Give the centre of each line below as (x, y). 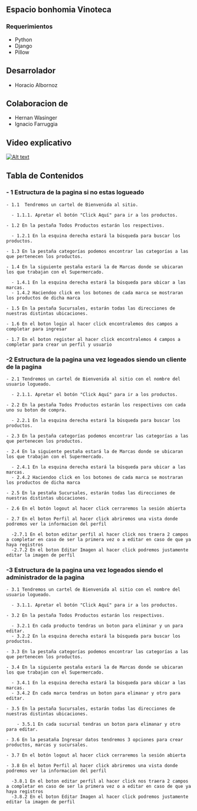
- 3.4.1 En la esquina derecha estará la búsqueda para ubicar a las (98, 683)
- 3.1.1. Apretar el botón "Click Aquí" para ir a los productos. (95, 605)
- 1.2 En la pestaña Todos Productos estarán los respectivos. (86, 225)
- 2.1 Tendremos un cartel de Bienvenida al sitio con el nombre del (93, 379)
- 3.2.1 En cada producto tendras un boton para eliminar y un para (97, 626)
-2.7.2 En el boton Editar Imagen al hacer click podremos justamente (100, 550)
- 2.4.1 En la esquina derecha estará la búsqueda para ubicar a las (98, 467)
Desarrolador (31, 71)
